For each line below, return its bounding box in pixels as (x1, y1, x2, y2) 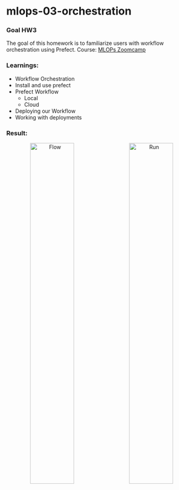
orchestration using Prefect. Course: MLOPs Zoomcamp (6, 46, 146, 53)
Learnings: (6, 61, 39, 70)
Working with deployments (15, 113, 82, 121)
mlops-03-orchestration (6, 4, 132, 18)
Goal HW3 (6, 26, 37, 35)
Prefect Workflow (15, 88, 59, 95)
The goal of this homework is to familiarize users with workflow (6, 39, 164, 47)
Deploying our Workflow (15, 107, 76, 115)
